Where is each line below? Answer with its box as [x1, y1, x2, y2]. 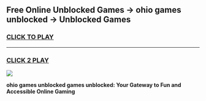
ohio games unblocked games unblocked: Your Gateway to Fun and [6, 81, 181, 88]
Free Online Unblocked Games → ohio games [6, 5, 181, 15]
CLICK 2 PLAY [6, 56, 49, 64]
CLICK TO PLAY [6, 33, 54, 42]
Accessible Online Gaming [6, 88, 75, 95]
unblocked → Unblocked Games [6, 15, 131, 25]
